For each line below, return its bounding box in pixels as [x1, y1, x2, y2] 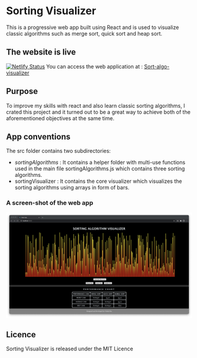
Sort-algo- [144, 63, 170, 70]
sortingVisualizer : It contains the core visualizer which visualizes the [14, 178, 182, 185]
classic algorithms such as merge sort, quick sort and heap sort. [6, 30, 163, 37]
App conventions [6, 131, 71, 141]
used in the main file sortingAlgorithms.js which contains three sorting [14, 165, 185, 172]
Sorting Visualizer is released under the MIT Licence [6, 345, 134, 352]
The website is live [6, 47, 76, 57]
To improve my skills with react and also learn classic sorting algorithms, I [6, 102, 185, 109]
